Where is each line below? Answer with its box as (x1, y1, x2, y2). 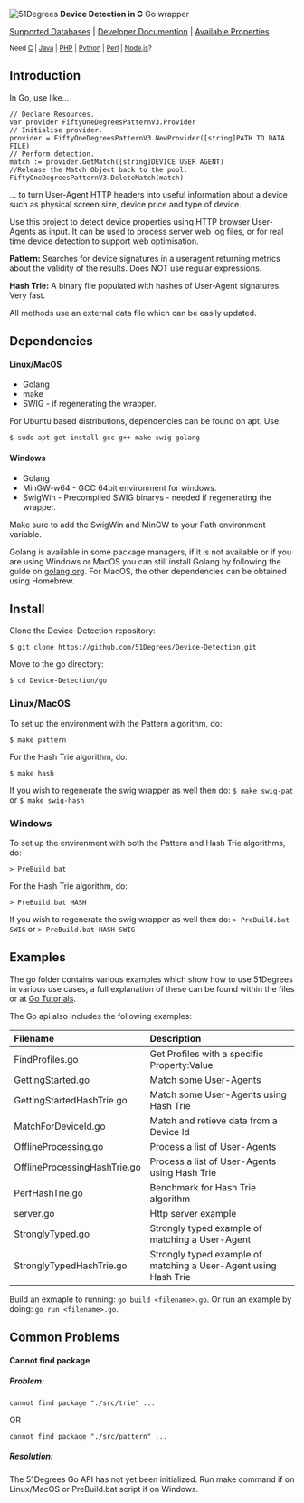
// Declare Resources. (9, 110, 95, 119)
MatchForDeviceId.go (14, 1120, 106, 1132)
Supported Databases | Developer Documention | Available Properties (9, 26, 270, 36)
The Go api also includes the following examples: (9, 1010, 193, 1021)
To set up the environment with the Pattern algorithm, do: (9, 718, 223, 728)
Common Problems (9, 1330, 120, 1345)
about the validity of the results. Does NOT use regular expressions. (9, 263, 262, 274)
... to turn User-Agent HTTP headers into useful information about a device (9, 188, 288, 199)
